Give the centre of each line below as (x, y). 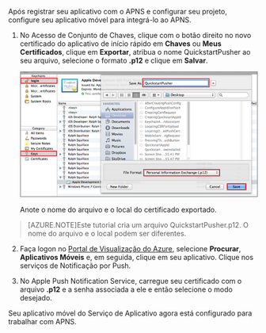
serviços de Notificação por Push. (75, 266)
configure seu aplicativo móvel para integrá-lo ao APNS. (100, 20)
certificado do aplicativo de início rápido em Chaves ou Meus (120, 44)
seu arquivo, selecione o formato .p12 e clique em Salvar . (114, 60)
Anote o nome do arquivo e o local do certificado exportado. (118, 209)
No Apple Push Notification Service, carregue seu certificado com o (131, 281)
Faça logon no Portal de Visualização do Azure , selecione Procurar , (130, 248)
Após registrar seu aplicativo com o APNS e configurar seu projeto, (118, 11)
